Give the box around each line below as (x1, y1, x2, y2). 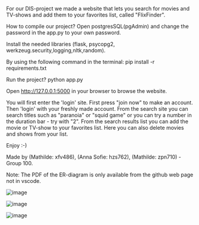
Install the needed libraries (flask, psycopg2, (6, 41, 115, 47)
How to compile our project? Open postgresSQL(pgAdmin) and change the (6, 23, 189, 30)
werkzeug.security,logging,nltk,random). (6, 47, 106, 54)
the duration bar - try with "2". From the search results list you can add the (6, 118, 189, 125)
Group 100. (6, 160, 33, 166)
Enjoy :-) (6, 142, 27, 149)
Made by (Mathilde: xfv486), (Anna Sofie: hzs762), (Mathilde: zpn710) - (6, 153, 181, 160)
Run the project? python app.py (6, 76, 83, 83)
